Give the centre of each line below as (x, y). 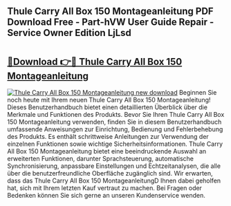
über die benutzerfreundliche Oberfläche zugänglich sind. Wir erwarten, (110, 173)
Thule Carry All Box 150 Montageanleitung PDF (110, 11)
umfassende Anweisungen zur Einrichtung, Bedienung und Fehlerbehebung (115, 129)
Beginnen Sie (198, 92)
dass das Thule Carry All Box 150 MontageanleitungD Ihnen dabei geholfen (114, 180)
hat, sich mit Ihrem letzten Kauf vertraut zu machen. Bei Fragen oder (105, 188)
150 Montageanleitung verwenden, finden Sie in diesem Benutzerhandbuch (114, 122)
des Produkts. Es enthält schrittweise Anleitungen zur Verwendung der (108, 137)
